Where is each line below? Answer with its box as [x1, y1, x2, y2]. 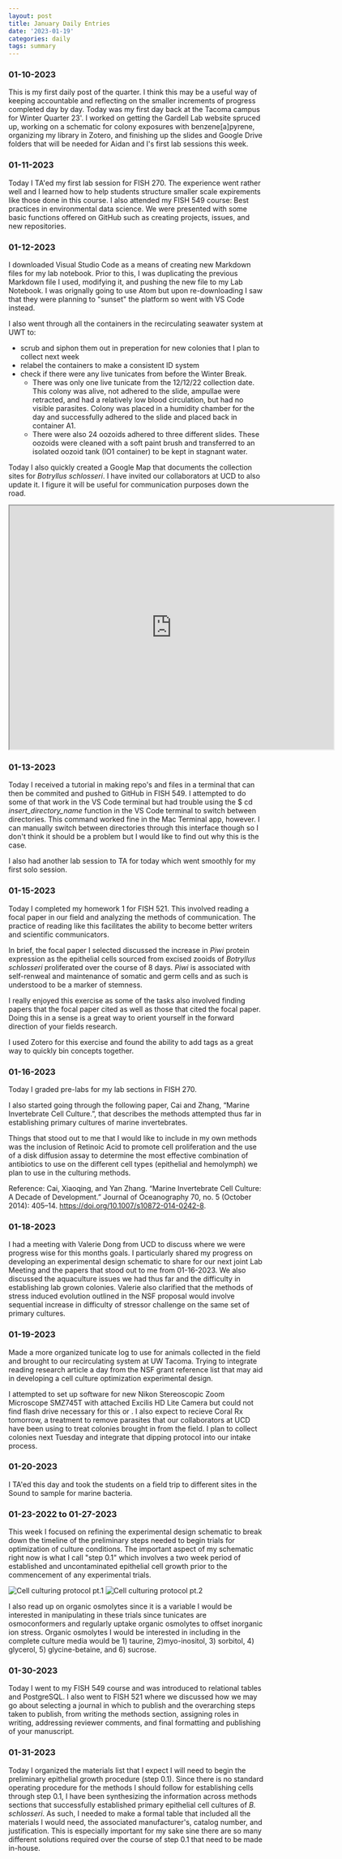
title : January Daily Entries [8, 19, 111, 28]
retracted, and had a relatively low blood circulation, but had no [32, 395, 244, 405]
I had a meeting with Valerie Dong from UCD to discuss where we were [8, 1240, 246, 1250]
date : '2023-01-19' [8, 27, 75, 35]
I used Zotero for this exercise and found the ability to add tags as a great [8, 1037, 254, 1046]
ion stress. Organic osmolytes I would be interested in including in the [8, 1627, 242, 1637]
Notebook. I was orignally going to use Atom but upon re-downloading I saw [8, 286, 263, 296]
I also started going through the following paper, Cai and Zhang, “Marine [8, 1100, 250, 1110]
